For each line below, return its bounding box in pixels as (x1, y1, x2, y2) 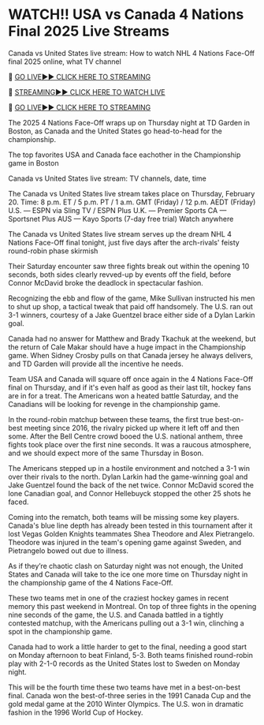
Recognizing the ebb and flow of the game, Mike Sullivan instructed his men (8, 293, 255, 303)
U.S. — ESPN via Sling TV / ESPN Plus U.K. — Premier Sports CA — (8, 205, 227, 215)
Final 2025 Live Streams (8, 22, 169, 40)
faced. (8, 497, 29, 506)
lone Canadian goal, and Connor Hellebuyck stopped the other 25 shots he (8, 488, 251, 498)
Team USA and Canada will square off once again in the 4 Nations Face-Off (8, 374, 254, 383)
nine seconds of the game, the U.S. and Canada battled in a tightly (8, 610, 224, 619)
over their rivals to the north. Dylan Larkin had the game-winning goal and (8, 472, 248, 481)
